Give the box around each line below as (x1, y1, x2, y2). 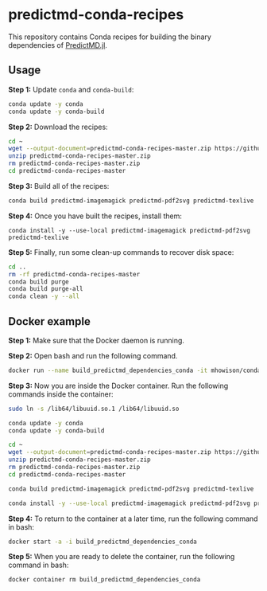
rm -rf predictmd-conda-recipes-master (8, 270, 141, 278)
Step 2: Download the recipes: (8, 122, 109, 131)
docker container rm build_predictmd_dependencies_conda (8, 576, 201, 584)
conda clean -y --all (8, 292, 80, 300)
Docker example (8, 315, 91, 328)
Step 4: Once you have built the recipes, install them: (8, 211, 183, 221)
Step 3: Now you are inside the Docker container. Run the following (8, 381, 229, 390)
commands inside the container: (8, 389, 114, 399)
